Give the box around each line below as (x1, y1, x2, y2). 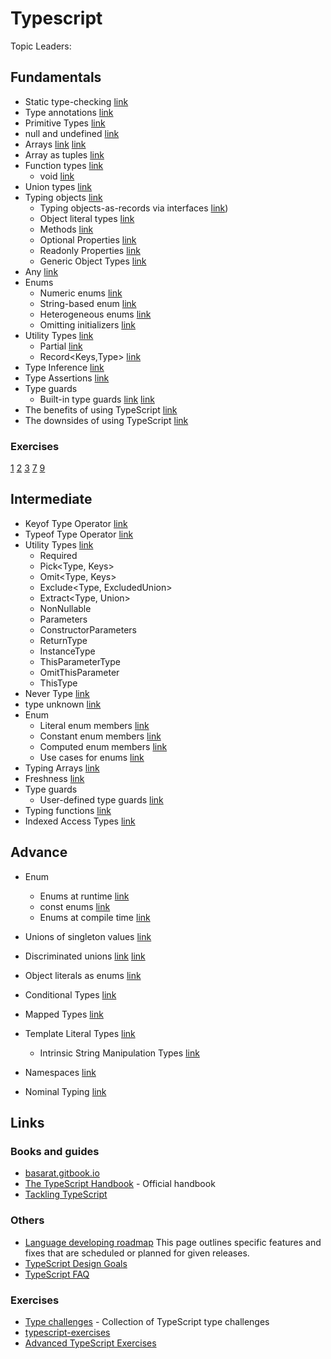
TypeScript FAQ (24, 1268, 90, 1280)
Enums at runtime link (39, 890, 130, 902)
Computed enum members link (39, 740, 168, 752)
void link (39, 170, 75, 182)
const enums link (39, 900, 111, 912)
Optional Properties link (39, 233, 137, 246)
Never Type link (24, 687, 90, 699)
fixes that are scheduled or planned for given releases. (24, 1247, 250, 1259)
